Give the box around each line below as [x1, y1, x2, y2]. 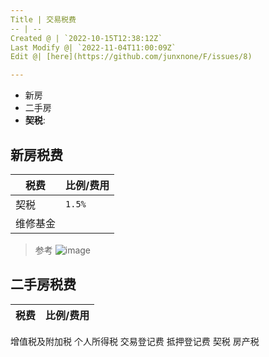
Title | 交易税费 [10, 14, 77, 25]
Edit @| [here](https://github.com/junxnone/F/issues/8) [10, 52, 253, 62]
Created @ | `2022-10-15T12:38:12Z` [10, 33, 163, 43]
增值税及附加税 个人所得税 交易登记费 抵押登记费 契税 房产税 [10, 335, 260, 347]
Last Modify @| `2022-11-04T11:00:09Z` [10, 42, 177, 53]
